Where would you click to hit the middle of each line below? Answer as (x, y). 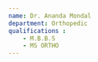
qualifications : (37, 31)
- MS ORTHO (41, 46)
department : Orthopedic (48, 23)
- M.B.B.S (39, 38)
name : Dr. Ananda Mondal (50, 16)
